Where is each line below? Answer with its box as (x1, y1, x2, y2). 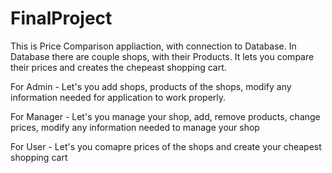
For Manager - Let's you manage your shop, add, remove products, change (10, 110, 321, 122)
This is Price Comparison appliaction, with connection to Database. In (10, 40, 297, 52)
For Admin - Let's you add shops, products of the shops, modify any (10, 80, 292, 92)
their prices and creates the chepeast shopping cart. (10, 61, 227, 73)
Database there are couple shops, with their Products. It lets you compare (10, 50, 315, 62)
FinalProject (10, 7, 113, 30)
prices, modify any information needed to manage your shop (10, 121, 260, 133)
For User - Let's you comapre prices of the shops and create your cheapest (10, 140, 322, 152)
